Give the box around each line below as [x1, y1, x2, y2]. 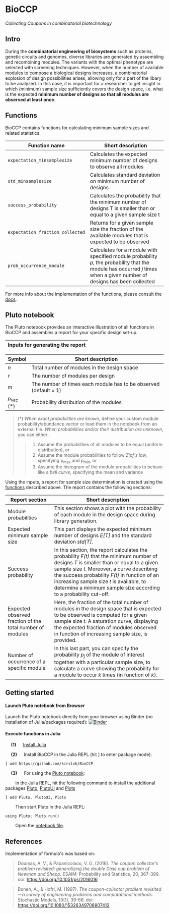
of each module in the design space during [54, 511, 155, 518]
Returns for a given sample [90, 219, 153, 226]
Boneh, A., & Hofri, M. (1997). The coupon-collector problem [17, 886, 143, 892]
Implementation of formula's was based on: [5, 850, 96, 856]
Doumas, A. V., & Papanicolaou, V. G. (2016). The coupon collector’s [17, 861, 158, 867]
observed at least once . [5, 96, 56, 102]
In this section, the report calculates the [54, 547, 148, 554]
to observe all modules [90, 163, 144, 170]
